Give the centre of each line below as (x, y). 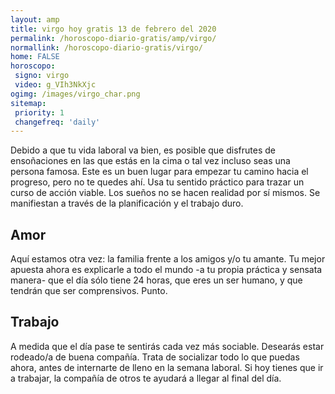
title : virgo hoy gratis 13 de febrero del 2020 (113, 29)
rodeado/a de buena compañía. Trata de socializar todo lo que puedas (155, 357)
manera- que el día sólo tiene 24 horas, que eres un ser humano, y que (156, 280)
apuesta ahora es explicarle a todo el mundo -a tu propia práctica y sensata (166, 270)
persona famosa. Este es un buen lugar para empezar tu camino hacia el (159, 172)
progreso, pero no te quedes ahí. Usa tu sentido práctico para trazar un (157, 182)
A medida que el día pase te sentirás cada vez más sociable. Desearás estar (167, 346)
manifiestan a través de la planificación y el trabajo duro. (127, 203)
